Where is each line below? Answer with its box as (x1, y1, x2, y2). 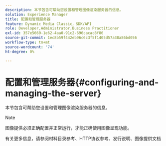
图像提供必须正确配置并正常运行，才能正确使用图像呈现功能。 (5, 125, 132, 131)
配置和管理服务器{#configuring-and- (5, 76, 159, 88)
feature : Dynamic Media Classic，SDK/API (5, 21, 92, 26)
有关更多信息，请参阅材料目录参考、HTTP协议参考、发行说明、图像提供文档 (5, 135, 161, 141)
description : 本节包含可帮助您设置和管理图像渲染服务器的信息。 (5, 7, 124, 12)
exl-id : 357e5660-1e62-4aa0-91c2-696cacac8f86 (5, 30, 104, 35)
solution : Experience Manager (5, 12, 68, 17)
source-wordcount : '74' (5, 44, 55, 49)
